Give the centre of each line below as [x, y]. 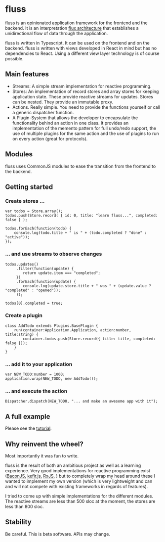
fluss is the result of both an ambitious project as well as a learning [73, 465]
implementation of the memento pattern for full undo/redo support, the [84, 128]
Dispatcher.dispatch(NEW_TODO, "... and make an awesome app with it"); [82, 402]
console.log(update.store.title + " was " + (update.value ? [87, 286]
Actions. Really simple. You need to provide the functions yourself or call [86, 107]
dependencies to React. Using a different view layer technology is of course [82, 53]
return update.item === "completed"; [62, 273]
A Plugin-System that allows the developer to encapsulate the [75, 118]
